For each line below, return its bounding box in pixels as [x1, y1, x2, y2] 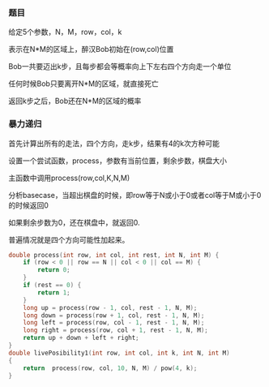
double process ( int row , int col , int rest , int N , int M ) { [8, 251, 220, 259]
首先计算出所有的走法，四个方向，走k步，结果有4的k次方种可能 [8, 138, 220, 148]
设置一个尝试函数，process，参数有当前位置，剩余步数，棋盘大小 [8, 156, 227, 166]
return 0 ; [37, 266, 70, 274]
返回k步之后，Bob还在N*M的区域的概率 [8, 96, 142, 106]
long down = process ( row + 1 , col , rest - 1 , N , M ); [23, 311, 205, 320]
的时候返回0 [8, 200, 49, 210]
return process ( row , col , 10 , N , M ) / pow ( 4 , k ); [23, 363, 198, 372]
